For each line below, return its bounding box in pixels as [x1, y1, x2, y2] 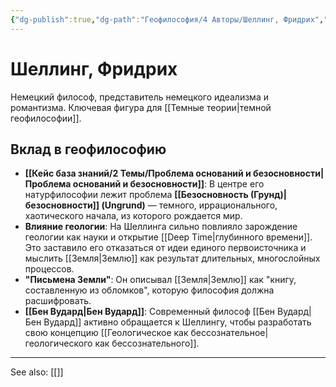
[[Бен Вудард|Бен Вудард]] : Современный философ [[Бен [24, 306, 276, 318]
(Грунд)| [249, 189, 288, 201]
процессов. [24, 263, 75, 275]
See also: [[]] [10, 366, 64, 378]
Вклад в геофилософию [10, 141, 167, 158]
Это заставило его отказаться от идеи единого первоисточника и [24, 242, 307, 254]
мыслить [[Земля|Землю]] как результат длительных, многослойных [24, 252, 321, 265]
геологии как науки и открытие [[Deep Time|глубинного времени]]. [24, 231, 313, 243]
